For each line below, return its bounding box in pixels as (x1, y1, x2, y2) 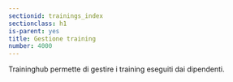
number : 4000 (8, 42, 53, 50)
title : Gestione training (8, 34, 96, 43)
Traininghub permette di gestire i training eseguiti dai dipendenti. (8, 64, 225, 74)
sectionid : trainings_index (8, 11, 104, 20)
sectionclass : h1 (8, 19, 67, 28)
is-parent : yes (8, 27, 60, 35)
